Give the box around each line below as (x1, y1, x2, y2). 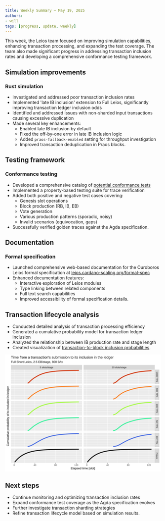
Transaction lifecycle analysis (5, 310, 99, 319)
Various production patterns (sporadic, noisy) (19, 213, 113, 219)
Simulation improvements (5, 68, 86, 76)
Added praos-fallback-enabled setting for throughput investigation (19, 136, 157, 142)
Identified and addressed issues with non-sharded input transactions (12, 109, 153, 116)
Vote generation (19, 208, 53, 214)
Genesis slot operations (19, 198, 68, 204)
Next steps (5, 481, 40, 490)
